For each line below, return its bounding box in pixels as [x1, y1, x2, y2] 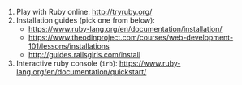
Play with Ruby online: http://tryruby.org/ [15, 7, 153, 16]
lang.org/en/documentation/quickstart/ [15, 67, 147, 76]
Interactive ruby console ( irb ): [15, 58, 118, 68]
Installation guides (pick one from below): [15, 15, 156, 25]
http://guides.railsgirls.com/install [28, 50, 140, 59]
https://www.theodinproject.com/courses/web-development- [28, 32, 234, 42]
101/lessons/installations [28, 41, 110, 51]
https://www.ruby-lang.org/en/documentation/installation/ [28, 24, 223, 33]
